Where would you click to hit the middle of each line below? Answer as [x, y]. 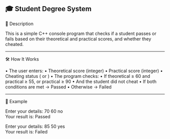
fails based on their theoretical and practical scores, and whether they [78, 39]
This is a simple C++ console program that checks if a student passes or [81, 33]
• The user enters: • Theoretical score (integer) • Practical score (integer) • [84, 71]
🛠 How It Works [22, 59]
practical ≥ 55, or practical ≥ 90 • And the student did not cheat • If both [81, 81]
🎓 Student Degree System [49, 9]
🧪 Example [16, 101]
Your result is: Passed [28, 116]
